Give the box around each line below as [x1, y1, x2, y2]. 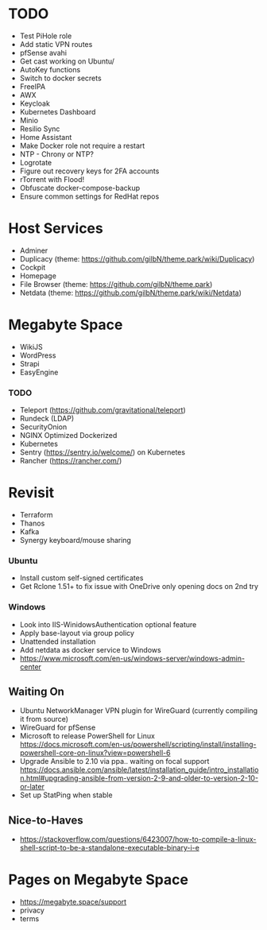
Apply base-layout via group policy [19, 628, 135, 637]
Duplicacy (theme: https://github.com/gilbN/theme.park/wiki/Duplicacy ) [19, 254, 255, 263]
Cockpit [19, 262, 46, 272]
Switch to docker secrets [19, 73, 102, 83]
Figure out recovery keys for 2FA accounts [19, 166, 160, 176]
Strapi [19, 358, 40, 368]
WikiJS [19, 342, 44, 351]
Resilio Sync [19, 124, 60, 134]
